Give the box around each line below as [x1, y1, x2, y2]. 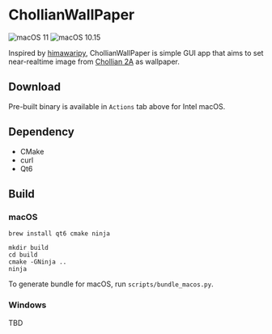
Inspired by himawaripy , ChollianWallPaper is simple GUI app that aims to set [8, 48, 264, 57]
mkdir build [8, 244, 49, 252]
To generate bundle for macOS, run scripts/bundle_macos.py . [8, 279, 214, 289]
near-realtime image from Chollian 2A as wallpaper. [8, 57, 181, 66]
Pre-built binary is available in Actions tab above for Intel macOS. [8, 101, 226, 111]
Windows [8, 299, 47, 311]
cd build [8, 251, 38, 260]
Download [8, 80, 61, 94]
